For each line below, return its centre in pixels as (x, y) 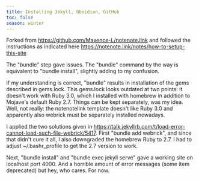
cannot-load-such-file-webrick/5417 (51, 133)
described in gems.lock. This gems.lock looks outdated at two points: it (94, 89)
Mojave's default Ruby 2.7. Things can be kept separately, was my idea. (95, 102)
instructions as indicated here (43, 47)
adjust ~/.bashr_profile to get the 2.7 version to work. (72, 146)
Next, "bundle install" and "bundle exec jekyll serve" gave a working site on (100, 158)
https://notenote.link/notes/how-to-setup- (133, 47)
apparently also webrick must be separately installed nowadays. (86, 115)
